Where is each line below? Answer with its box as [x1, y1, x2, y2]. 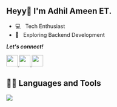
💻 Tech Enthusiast [15, 22, 65, 30]
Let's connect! [6, 43, 44, 50]
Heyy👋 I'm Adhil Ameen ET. [6, 6, 112, 16]
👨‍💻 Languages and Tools [6, 78, 101, 88]
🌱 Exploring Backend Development [15, 31, 105, 38]
